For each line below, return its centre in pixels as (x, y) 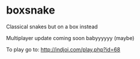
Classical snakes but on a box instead (52, 27)
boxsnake (31, 10)
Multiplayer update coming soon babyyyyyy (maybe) (70, 38)
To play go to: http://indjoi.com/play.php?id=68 (63, 49)
